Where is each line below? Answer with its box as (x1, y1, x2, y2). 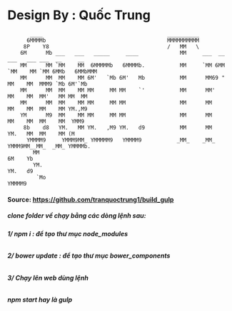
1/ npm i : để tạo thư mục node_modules (7, 229, 128, 238)
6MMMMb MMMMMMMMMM (26, 36, 200, 44)
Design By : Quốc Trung (7, 7, 151, 23)
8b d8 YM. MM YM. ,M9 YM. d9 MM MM (23, 124, 213, 131)
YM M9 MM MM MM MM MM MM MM (20, 111, 213, 119)
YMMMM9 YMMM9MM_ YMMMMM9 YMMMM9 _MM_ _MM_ (26, 136, 216, 144)
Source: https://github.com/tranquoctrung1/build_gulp (7, 195, 174, 204)
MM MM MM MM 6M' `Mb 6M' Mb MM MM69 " (20, 74, 225, 81)
